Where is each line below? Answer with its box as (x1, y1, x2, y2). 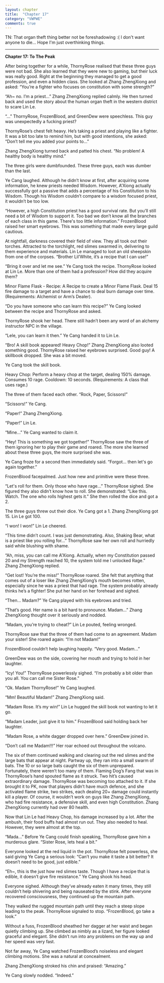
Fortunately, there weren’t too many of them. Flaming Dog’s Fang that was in (5, 768, 159, 774)
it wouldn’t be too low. (5, 198, 49, 204)
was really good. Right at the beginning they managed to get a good (5, 74, 142, 79)
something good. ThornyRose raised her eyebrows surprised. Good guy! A (5, 347, 155, 353)
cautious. (5, 229, 24, 234)
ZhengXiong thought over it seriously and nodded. (5, 612, 106, 618)
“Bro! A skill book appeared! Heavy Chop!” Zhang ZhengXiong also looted (5, 342, 154, 348)
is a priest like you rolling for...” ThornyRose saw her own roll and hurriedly (5, 538, 155, 543)
